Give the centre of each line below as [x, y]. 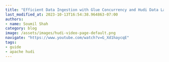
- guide [13, 47]
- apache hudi [20, 51]
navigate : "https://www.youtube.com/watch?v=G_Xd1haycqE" [67, 38]
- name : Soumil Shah [27, 24]
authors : [14, 19]
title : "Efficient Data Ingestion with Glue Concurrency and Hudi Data [82, 10]
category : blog [21, 28]
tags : [11, 42]
